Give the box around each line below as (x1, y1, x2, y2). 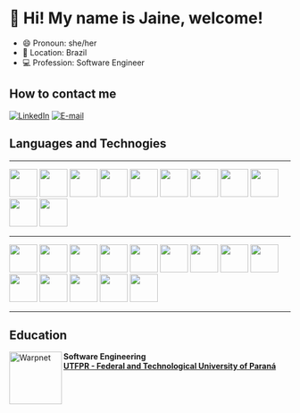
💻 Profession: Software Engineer (21, 57, 146, 68)
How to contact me (9, 87, 117, 102)
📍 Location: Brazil (21, 46, 87, 57)
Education (9, 327, 68, 342)
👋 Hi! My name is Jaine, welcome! (9, 8, 263, 29)
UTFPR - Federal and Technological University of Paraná (63, 361, 277, 372)
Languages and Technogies (9, 136, 167, 151)
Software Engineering (63, 351, 146, 362)
